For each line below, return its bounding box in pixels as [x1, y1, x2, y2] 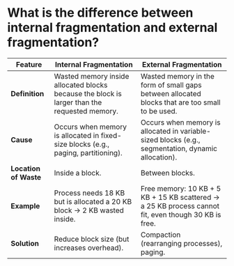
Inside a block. [54, 168, 102, 178]
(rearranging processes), [140, 238, 223, 248]
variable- [180, 126, 211, 136]
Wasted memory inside [54, 71, 130, 81]
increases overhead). [54, 242, 124, 252]
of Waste [10, 172, 42, 182]
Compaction [140, 230, 181, 240]
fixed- [100, 130, 122, 140]
